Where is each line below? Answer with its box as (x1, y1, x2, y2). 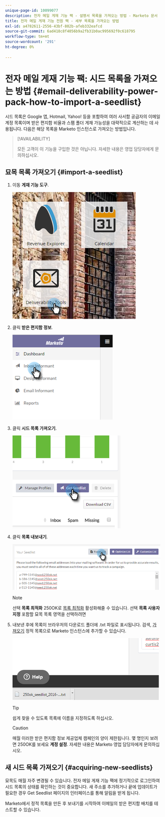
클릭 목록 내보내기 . (12, 534, 48, 540)
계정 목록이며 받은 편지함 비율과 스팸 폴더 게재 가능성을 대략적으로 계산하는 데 (5, 119, 154, 126)
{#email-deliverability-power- (33, 86, 159, 96)
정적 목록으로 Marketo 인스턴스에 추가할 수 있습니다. (25, 627, 127, 633)
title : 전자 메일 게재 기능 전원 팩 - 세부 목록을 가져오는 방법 (5, 18, 119, 23)
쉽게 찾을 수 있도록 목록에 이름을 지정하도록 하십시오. (12, 715, 114, 721)
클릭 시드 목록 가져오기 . (12, 426, 57, 432)
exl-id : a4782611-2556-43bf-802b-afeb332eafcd (5, 24, 102, 29)
